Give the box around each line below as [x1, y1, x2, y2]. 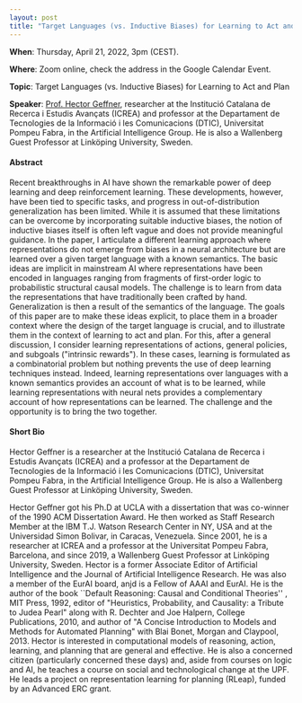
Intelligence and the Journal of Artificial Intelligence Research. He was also [9, 568, 287, 579]
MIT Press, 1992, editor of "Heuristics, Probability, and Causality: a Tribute [9, 597, 285, 608]
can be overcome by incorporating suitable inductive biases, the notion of [9, 215, 283, 225]
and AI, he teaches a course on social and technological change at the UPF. [9, 663, 289, 674]
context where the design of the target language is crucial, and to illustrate [9, 320, 286, 330]
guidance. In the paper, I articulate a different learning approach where [9, 234, 271, 245]
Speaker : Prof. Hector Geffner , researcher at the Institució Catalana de [9, 98, 271, 109]
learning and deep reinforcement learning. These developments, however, [9, 186, 284, 198]
